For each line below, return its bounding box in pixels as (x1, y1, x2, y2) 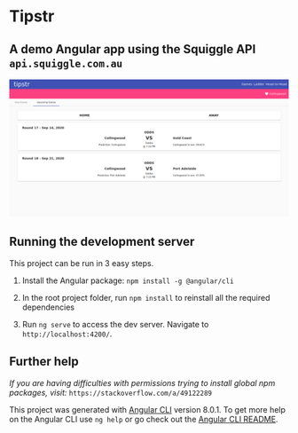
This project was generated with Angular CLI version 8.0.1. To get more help (9, 404, 286, 414)
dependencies (21, 302, 75, 312)
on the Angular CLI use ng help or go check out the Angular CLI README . (9, 413, 278, 424)
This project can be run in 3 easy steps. (9, 257, 154, 268)
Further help (9, 354, 80, 369)
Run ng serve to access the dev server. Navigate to (21, 319, 209, 329)
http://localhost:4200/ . (21, 328, 113, 339)
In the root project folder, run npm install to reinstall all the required (21, 292, 271, 303)
